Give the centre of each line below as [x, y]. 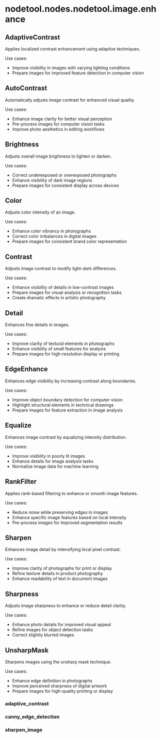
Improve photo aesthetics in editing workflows [58, 129]
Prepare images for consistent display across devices [65, 185]
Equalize [18, 425]
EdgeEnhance [26, 369]
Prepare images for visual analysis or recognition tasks [67, 292]
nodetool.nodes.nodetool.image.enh [81, 9]
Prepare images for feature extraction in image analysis [67, 410]
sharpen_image [24, 730]
